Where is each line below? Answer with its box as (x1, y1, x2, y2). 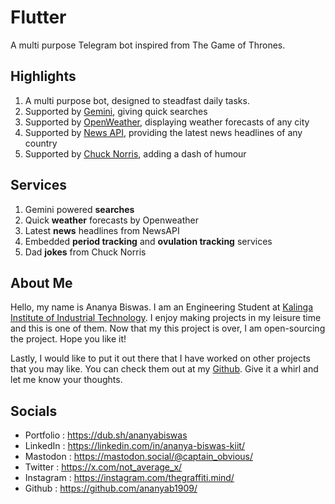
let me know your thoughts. (10, 374, 123, 386)
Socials (10, 402, 58, 420)
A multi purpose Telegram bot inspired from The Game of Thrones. (10, 39, 286, 51)
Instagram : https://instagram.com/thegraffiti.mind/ (24, 472, 235, 484)
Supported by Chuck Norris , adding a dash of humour (24, 147, 247, 160)
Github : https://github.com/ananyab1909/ (24, 482, 198, 495)
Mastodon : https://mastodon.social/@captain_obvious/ (24, 451, 254, 463)
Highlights (10, 68, 77, 85)
